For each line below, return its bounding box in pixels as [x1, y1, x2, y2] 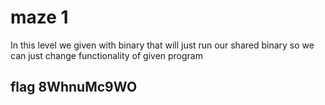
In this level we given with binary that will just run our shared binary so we [10, 39, 315, 51]
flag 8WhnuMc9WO [10, 79, 138, 96]
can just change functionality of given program [10, 49, 203, 61]
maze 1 [10, 6, 69, 29]
